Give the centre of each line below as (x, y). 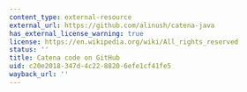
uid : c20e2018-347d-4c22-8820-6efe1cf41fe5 (90, 67)
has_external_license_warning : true (76, 33)
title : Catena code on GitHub (65, 58)
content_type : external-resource (71, 17)
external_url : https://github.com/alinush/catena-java (112, 25)
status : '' (29, 50)
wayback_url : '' (39, 74)
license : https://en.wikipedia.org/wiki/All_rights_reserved (124, 42)
